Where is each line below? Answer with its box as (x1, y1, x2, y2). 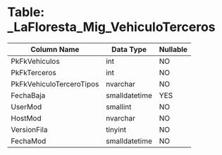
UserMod (11, 102, 42, 112)
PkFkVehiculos (11, 56, 60, 66)
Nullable (159, 44, 188, 54)
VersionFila (11, 124, 48, 134)
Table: (7, 4, 45, 20)
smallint (105, 102, 132, 112)
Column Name (30, 44, 80, 54)
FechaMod (11, 136, 47, 146)
